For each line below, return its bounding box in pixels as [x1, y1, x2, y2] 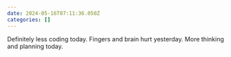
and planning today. [7, 42, 63, 50]
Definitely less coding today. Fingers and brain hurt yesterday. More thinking [7, 35, 224, 43]
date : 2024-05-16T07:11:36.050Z [7, 9, 100, 17]
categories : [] [7, 16, 51, 23]
